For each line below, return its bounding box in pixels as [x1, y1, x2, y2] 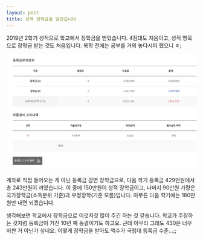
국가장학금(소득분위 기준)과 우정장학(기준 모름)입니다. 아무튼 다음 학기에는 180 [6, 192, 191, 199]
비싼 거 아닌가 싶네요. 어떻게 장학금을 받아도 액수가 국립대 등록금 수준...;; [6, 227, 177, 235]
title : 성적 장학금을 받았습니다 [6, 16, 77, 22]
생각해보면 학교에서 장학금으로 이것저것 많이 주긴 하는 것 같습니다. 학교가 [6, 212, 177, 219]
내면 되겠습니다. [17, 199, 55, 206]
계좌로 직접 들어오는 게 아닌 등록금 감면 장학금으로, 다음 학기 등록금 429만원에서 [6, 177, 195, 184]
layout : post [6, 10, 39, 16]
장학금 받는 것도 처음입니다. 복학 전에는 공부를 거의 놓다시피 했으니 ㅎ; [17, 42, 182, 49]
